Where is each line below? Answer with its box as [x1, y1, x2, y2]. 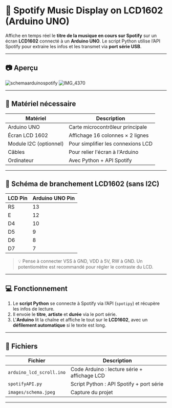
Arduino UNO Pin [32, 195, 75, 202]
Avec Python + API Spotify [69, 156, 132, 164]
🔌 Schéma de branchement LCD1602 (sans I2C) [5, 179, 160, 188]
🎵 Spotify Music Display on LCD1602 [5, 5, 163, 16]
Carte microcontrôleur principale [69, 123, 147, 130]
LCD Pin [8, 195, 28, 202]
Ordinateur [8, 156, 34, 164]
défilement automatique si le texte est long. [12, 322, 106, 329]
